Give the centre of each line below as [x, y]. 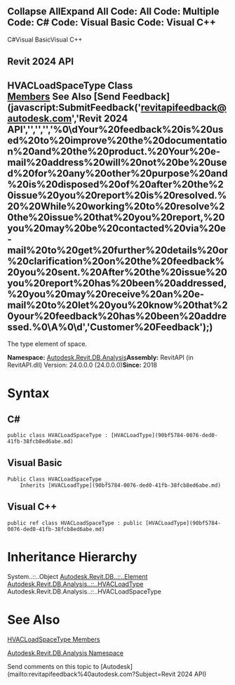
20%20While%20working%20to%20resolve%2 [116, 206]
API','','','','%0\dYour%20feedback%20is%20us [115, 129]
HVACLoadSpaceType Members [54, 639]
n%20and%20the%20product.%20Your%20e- [114, 151]
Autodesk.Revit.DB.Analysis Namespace [66, 653]
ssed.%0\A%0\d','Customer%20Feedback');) [110, 327]
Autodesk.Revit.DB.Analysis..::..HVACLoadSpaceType [84, 591]
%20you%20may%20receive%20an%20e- [106, 294]
